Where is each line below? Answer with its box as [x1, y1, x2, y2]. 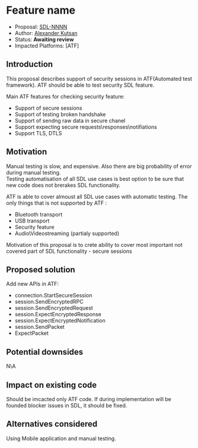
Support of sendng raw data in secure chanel [14, 117, 126, 124]
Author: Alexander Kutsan [14, 29, 78, 36]
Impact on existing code [6, 380, 97, 390]
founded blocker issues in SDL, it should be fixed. [6, 402, 127, 409]
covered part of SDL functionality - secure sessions [6, 247, 132, 255]
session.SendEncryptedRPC [14, 298, 84, 306]
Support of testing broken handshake [14, 110, 106, 117]
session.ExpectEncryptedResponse [14, 311, 102, 318]
